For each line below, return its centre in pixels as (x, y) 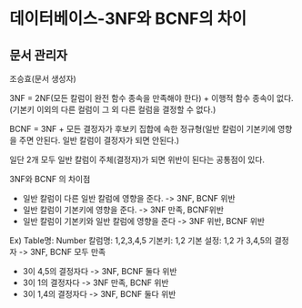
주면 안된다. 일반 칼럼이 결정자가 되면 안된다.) (99, 140)
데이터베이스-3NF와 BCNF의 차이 (128, 19)
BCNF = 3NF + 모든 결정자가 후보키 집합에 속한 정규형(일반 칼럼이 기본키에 (142, 129)
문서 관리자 (39, 55)
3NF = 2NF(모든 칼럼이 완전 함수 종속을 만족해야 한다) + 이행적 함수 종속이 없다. (151, 98)
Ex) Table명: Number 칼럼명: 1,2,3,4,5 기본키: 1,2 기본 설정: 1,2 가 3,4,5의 (141, 241)
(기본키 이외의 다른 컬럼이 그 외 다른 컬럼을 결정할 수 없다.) (113, 109)
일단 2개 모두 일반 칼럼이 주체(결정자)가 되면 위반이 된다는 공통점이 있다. (137, 159)
